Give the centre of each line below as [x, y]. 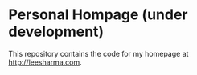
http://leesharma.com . [45, 62]
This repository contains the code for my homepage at [98, 53]
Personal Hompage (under [98, 15]
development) [56, 32]
